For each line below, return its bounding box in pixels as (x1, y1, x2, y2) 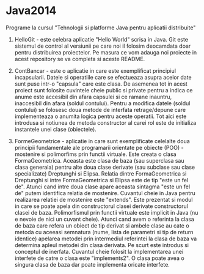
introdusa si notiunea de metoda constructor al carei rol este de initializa (14, 119, 197, 126)
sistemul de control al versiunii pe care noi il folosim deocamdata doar (14, 42, 191, 50)
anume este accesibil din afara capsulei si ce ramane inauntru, (14, 93, 172, 100)
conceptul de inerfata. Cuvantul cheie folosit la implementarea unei (14, 248, 184, 255)
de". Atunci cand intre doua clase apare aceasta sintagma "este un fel (14, 183, 191, 190)
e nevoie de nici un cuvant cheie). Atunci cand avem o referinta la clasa (14, 215, 195, 223)
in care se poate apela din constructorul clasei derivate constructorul (14, 202, 189, 210)
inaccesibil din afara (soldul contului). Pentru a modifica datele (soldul (14, 99, 191, 107)
